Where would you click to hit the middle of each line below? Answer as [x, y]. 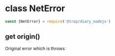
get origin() [23, 37]
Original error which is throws [35, 48]
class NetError [35, 9]
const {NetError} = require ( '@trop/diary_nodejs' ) [58, 21]
